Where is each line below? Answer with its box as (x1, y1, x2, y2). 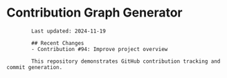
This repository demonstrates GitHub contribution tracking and (31, 57, 221, 65)
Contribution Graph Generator (6, 5, 183, 21)
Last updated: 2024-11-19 (31, 28, 107, 35)
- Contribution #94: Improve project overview (31, 46, 168, 52)
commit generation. (6, 64, 63, 70)
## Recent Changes (31, 39, 84, 46)
